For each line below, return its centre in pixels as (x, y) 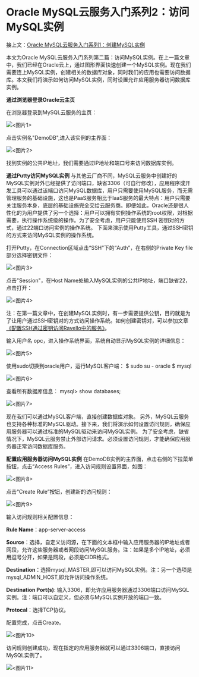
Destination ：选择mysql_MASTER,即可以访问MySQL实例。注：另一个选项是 (99, 569)
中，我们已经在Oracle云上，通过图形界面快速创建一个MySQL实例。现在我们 (99, 65)
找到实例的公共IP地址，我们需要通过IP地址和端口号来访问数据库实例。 (91, 163)
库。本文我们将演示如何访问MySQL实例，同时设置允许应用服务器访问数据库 (99, 79)
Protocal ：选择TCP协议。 (38, 610)
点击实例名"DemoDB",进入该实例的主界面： (59, 137)
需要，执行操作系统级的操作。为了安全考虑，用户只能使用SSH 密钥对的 (93, 220)
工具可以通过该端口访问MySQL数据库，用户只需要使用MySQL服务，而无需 (102, 190)
